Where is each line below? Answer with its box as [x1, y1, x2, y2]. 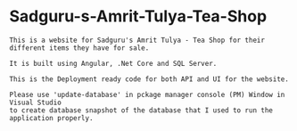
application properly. [9, 113, 94, 122]
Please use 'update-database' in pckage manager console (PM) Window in [9, 90, 285, 99]
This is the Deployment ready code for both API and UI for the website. [9, 74, 290, 84]
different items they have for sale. [9, 43, 150, 53]
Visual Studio [9, 98, 62, 107]
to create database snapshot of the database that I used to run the [9, 105, 274, 115]
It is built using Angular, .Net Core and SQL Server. [9, 59, 218, 68]
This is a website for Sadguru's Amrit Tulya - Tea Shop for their [9, 36, 266, 45]
